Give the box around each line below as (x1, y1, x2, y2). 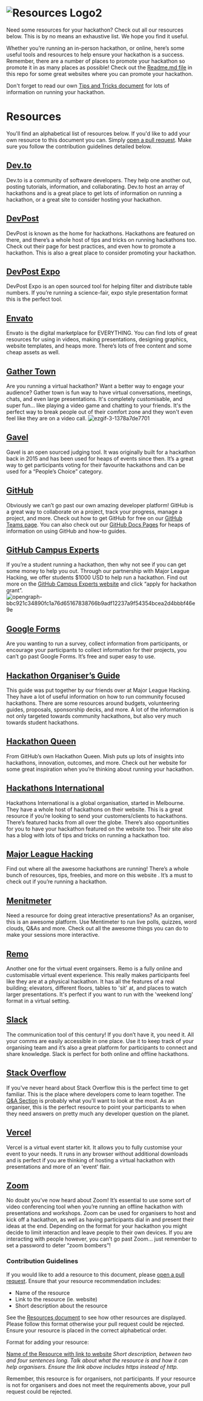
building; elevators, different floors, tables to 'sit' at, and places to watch (6, 984, 187, 992)
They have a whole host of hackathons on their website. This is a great (6, 806, 183, 813)
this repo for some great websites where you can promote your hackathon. (6, 70, 193, 77)
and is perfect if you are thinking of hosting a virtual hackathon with (6, 1156, 175, 1163)
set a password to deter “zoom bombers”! (6, 1242, 111, 1249)
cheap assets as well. (6, 349, 60, 356)
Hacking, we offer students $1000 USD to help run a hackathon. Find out (6, 574, 188, 581)
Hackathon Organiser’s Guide (6, 670, 121, 680)
